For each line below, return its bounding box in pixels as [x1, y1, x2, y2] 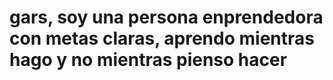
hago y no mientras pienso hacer [9, 49, 288, 71]
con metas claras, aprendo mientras [9, 27, 315, 50]
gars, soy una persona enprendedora [9, 6, 324, 29]
